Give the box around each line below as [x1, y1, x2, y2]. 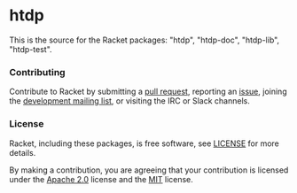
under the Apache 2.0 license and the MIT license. [9, 174, 193, 184]
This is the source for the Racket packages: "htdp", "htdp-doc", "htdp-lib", [9, 35, 280, 45]
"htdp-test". [9, 43, 52, 54]
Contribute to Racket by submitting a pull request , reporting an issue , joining [9, 86, 287, 97]
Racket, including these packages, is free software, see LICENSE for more [9, 138, 279, 149]
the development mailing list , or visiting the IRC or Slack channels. [9, 96, 250, 106]
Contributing [9, 66, 66, 78]
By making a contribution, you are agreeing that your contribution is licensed [9, 165, 289, 175]
